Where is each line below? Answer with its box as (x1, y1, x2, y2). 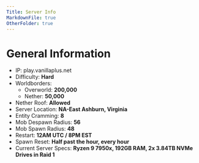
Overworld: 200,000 (24, 86, 78, 93)
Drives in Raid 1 (15, 151, 55, 159)
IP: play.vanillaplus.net (15, 67, 72, 74)
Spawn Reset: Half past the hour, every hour (15, 138, 130, 145)
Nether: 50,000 (24, 93, 64, 100)
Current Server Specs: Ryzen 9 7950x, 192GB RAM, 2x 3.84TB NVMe (15, 145, 193, 152)
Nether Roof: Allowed (15, 99, 70, 107)
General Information (6, 46, 111, 60)
